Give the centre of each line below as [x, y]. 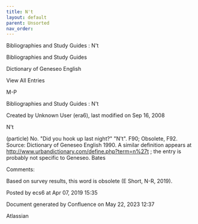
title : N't [20, 12]
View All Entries [25, 80]
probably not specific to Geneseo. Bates [56, 158]
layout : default [26, 17]
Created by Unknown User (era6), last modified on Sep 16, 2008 [85, 115]
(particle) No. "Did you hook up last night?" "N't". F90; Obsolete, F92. [92, 139]
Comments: [20, 169]
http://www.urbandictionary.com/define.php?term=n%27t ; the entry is [94, 151]
